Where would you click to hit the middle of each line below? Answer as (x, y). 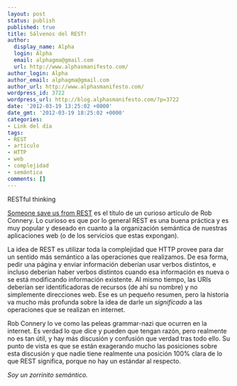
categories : (25, 119)
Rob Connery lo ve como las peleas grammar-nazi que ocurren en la (107, 323)
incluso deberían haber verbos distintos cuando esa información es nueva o (118, 272)
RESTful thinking (32, 199)
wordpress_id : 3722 (36, 93)
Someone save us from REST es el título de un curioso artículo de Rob (110, 213)
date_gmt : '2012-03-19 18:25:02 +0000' (66, 113)
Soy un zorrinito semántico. (48, 375)
